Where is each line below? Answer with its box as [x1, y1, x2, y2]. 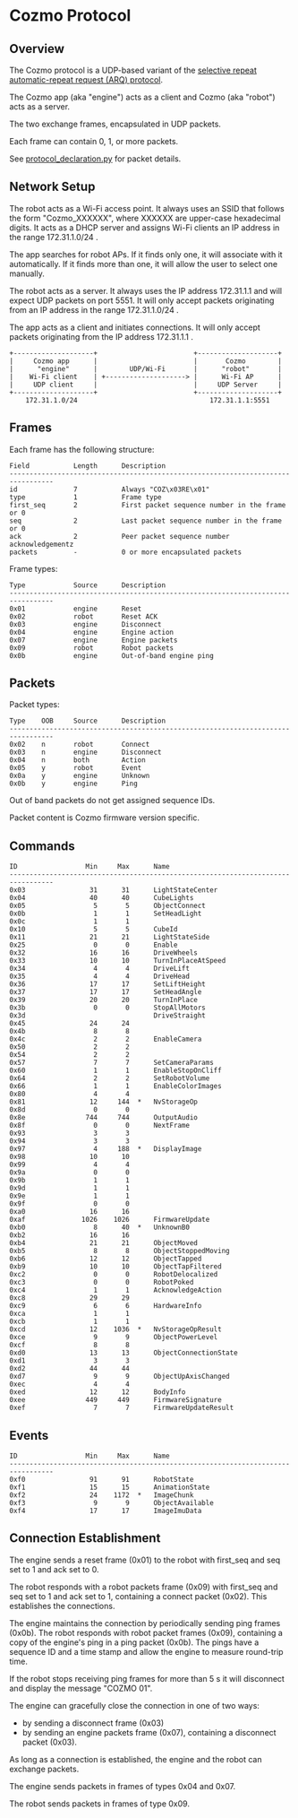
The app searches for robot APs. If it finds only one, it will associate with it [9, 248, 284, 260]
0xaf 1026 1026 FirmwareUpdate [9, 1216, 210, 1225]
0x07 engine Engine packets [9, 636, 178, 645]
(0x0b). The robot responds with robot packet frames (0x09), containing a [9, 1627, 284, 1638]
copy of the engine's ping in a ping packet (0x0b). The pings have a [9, 1637, 260, 1648]
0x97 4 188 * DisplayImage [9, 1145, 202, 1154]
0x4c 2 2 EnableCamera [9, 1035, 202, 1044]
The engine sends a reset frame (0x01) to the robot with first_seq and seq [9, 1554, 281, 1565]
